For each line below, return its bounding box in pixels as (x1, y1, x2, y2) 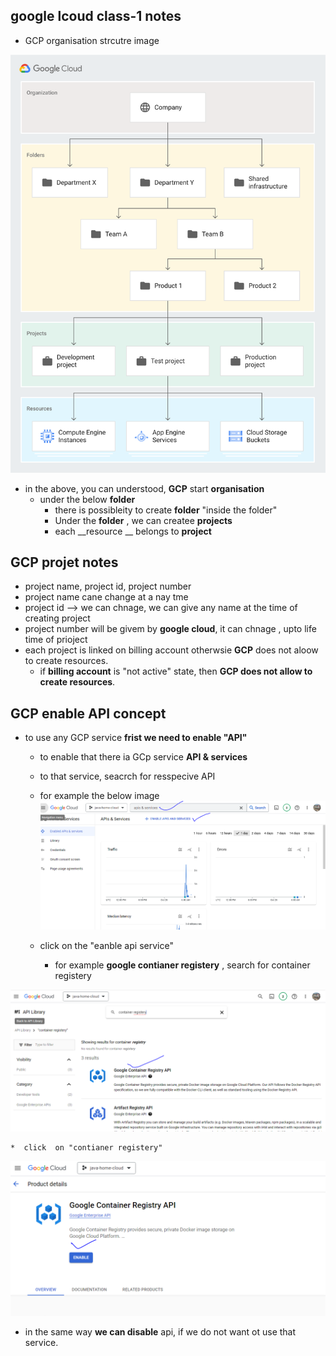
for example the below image (39, 790, 160, 802)
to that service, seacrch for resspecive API (39, 770, 216, 783)
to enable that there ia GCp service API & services (39, 751, 248, 763)
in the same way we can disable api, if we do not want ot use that (24, 1325, 297, 1338)
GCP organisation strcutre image (24, 34, 160, 46)
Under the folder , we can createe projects (54, 514, 233, 526)
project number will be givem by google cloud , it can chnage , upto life (24, 623, 317, 635)
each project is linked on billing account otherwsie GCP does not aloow (24, 644, 319, 656)
